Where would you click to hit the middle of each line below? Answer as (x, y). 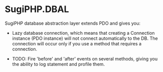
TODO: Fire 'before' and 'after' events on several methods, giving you (85, 58)
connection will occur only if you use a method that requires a (77, 43)
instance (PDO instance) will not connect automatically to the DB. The (85, 38)
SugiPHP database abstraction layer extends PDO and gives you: (73, 23)
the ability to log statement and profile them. (58, 64)
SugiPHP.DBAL (37, 9)
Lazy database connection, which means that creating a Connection (84, 33)
